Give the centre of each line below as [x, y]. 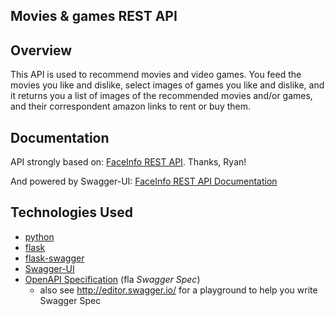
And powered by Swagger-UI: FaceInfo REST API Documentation [144, 181]
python [39, 236]
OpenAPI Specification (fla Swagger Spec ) [112, 279]
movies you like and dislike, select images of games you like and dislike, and [167, 85]
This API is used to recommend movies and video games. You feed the [156, 75]
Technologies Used [71, 212]
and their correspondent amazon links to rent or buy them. [131, 106]
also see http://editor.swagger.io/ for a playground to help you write [178, 290]
